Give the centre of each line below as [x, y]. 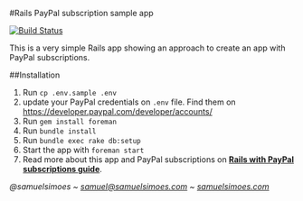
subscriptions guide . [62, 169]
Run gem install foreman [70, 121]
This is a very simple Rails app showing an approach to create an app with [147, 48]
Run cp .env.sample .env [70, 92]
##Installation [35, 75]
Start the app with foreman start [83, 150]
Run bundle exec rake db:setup [82, 140]
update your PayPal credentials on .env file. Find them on [129, 102]
